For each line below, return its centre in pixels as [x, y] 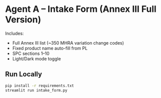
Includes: [14, 33]
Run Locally [24, 74]
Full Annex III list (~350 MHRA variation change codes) [68, 43]
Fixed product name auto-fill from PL [50, 48]
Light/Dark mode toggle [36, 58]
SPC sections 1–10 [31, 53]
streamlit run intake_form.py [36, 90]
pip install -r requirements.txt [40, 86]
